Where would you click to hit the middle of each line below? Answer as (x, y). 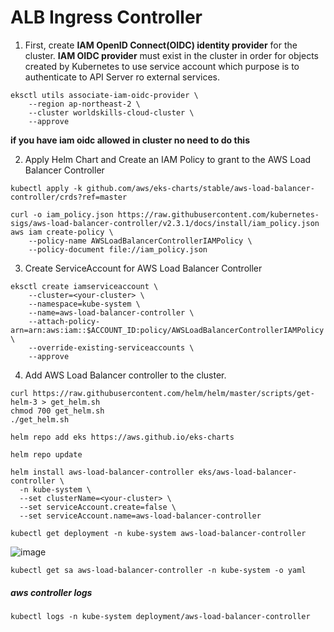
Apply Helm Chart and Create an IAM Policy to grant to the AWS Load (168, 159)
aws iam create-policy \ (62, 232)
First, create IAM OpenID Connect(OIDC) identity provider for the (161, 45)
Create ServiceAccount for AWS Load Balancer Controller (143, 268)
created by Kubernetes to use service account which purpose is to (162, 66)
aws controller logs (51, 592)
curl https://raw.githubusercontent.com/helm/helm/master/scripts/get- (162, 393)
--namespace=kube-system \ (84, 304)
